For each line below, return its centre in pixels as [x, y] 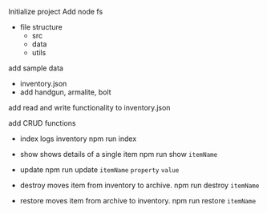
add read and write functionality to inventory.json [89, 108]
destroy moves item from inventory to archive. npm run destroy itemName [140, 185]
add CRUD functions [42, 123]
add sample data [36, 68]
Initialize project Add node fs [56, 12]
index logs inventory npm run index [78, 139]
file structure [41, 27]
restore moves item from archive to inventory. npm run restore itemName [138, 201]
